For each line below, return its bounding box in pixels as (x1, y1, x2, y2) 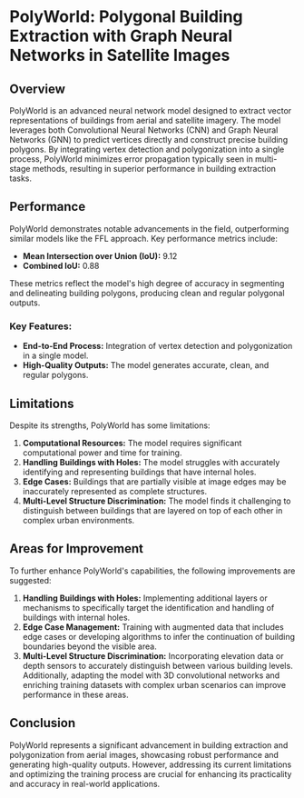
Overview (9, 81, 66, 96)
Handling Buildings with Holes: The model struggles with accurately (22, 456, 280, 467)
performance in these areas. (22, 689, 129, 700)
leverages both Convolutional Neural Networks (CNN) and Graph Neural (9, 125, 279, 135)
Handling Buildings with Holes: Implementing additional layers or (22, 593, 268, 603)
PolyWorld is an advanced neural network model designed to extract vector (9, 105, 292, 115)
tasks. (9, 173, 33, 184)
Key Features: (9, 320, 73, 333)
